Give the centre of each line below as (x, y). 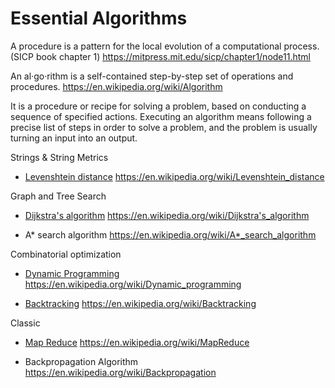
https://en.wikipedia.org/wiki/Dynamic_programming (133, 284)
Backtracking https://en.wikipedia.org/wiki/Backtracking (140, 303)
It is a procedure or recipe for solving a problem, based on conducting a (158, 106)
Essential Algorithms (99, 18)
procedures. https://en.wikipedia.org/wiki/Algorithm (116, 86)
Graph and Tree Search (58, 196)
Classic (25, 323)
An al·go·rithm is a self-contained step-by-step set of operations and (152, 76)
